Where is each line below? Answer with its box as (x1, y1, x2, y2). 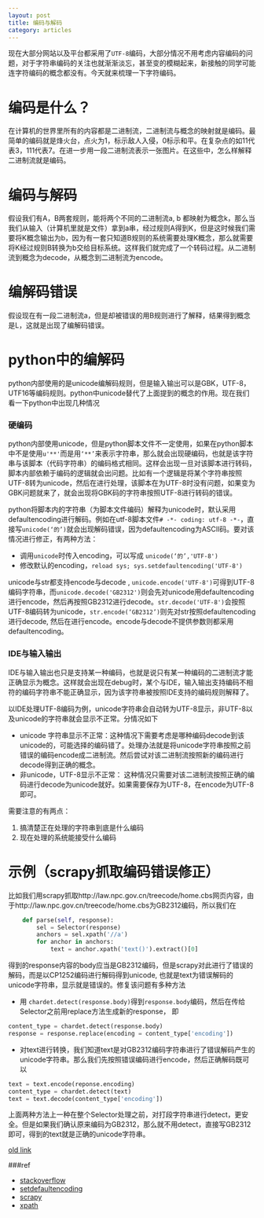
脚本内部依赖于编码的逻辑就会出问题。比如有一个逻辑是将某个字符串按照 (8, 468, 242, 478)
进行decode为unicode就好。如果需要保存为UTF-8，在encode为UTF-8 (26, 780, 254, 789)
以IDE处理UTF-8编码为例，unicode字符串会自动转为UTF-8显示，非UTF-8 (8, 704, 246, 714)
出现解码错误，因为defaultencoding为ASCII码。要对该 (79, 524, 255, 534)
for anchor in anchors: (36, 938, 114, 946)
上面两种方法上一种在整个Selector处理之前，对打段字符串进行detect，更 (8, 1110, 242, 1120)
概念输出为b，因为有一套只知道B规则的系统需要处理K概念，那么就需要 (26, 233, 254, 243)
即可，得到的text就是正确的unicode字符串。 (8, 1129, 150, 1139)
